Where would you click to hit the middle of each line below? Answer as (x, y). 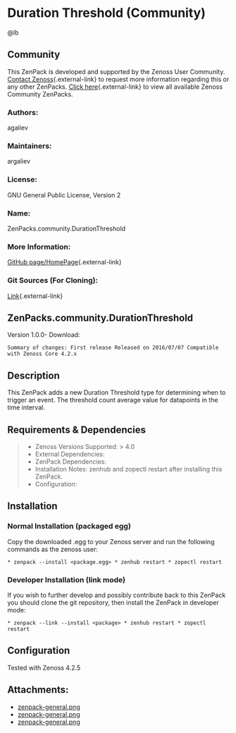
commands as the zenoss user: (53, 549)
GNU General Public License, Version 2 (64, 195)
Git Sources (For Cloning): (53, 281)
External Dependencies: (70, 454)
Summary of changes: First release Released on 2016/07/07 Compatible (113, 348)
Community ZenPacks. (40, 94)
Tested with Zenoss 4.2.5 (44, 667)
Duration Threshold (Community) (106, 13)
